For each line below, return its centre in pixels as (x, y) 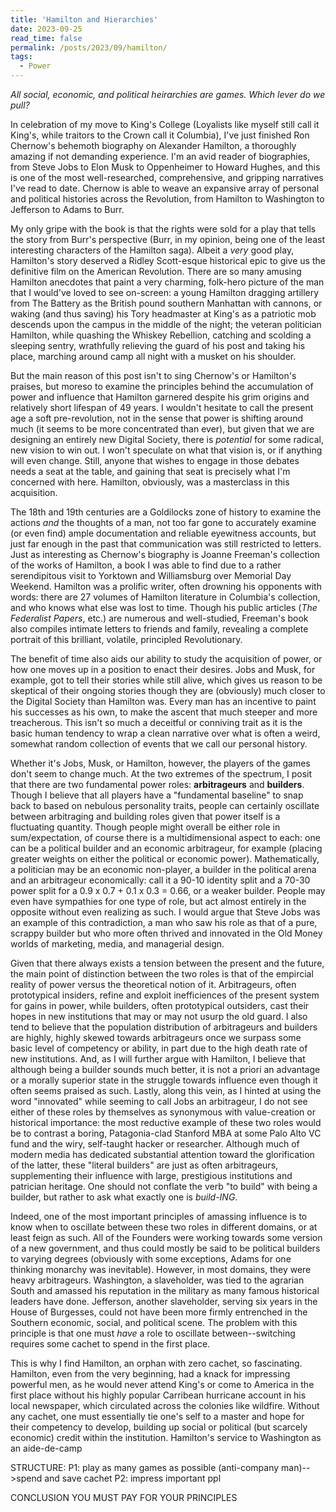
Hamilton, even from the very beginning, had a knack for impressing (150, 1374)
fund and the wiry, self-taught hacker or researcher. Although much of (155, 1144)
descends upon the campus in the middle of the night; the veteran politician (166, 324)
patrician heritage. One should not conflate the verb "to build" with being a (164, 1186)
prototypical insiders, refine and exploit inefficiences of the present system (165, 995)
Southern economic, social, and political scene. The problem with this (154, 1322)
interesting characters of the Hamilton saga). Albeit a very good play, (152, 250)
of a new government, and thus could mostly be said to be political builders (165, 1248)
